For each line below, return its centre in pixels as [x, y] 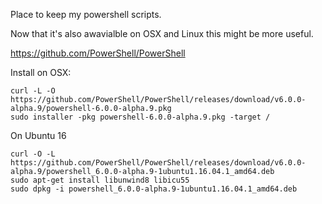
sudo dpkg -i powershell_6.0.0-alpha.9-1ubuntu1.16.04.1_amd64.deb [154, 189]
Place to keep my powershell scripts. [86, 14]
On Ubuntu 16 [38, 135]
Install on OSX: [41, 72]
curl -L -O [33, 91]
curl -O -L [33, 154]
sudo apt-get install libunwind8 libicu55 [100, 180]
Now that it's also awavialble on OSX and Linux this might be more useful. [162, 33]
